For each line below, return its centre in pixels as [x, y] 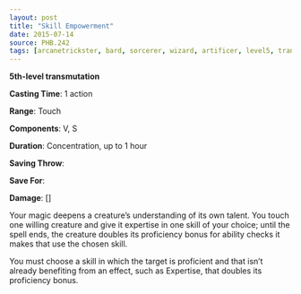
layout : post [34, 17]
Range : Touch [35, 111]
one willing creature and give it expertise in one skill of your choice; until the [150, 225]
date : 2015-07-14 [42, 34]
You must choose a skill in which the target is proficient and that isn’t [136, 262]
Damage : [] [30, 198]
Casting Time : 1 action [51, 94]
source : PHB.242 [39, 43]
